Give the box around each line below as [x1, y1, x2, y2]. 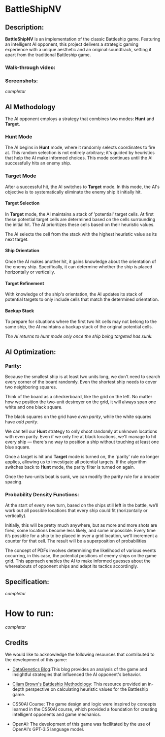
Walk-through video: [5, 64, 56, 71]
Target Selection [5, 200, 40, 206]
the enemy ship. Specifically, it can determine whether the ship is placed [5, 264, 153, 270]
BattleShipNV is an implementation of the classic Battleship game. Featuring [5, 36, 161, 42]
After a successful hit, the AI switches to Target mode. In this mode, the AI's [5, 184, 160, 190]
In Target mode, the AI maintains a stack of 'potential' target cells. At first [5, 211, 154, 217]
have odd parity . [5, 419, 38, 425]
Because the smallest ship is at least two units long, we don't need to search [5, 374, 161, 380]
